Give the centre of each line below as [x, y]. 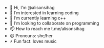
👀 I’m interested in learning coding [44, 13]
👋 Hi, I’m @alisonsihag [32, 8]
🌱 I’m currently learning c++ [38, 18]
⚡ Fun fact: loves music [33, 41]
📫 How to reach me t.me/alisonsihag [47, 29]
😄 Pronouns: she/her [31, 36]
